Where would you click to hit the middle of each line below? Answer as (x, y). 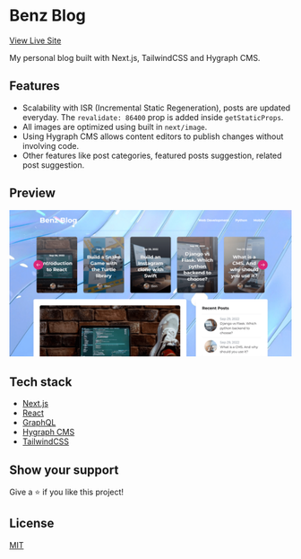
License (32, 524)
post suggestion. (53, 165)
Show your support (64, 470)
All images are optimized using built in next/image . (115, 127)
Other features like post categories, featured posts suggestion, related (152, 155)
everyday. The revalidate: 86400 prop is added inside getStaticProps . (153, 117)
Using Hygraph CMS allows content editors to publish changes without (153, 136)
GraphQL (39, 423)
